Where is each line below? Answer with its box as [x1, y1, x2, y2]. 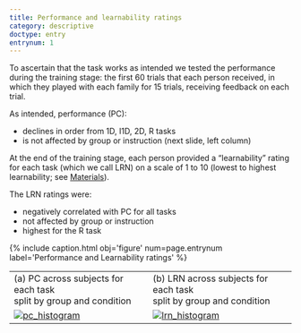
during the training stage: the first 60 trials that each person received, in [9, 73, 276, 83]
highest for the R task [21, 226, 102, 236]
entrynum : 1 [9, 38, 54, 47]
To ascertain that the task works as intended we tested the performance [9, 63, 276, 73]
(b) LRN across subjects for [152, 272, 269, 285]
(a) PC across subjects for [13, 272, 124, 285]
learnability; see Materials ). [9, 172, 110, 183]
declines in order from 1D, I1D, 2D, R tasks [21, 126, 176, 137]
